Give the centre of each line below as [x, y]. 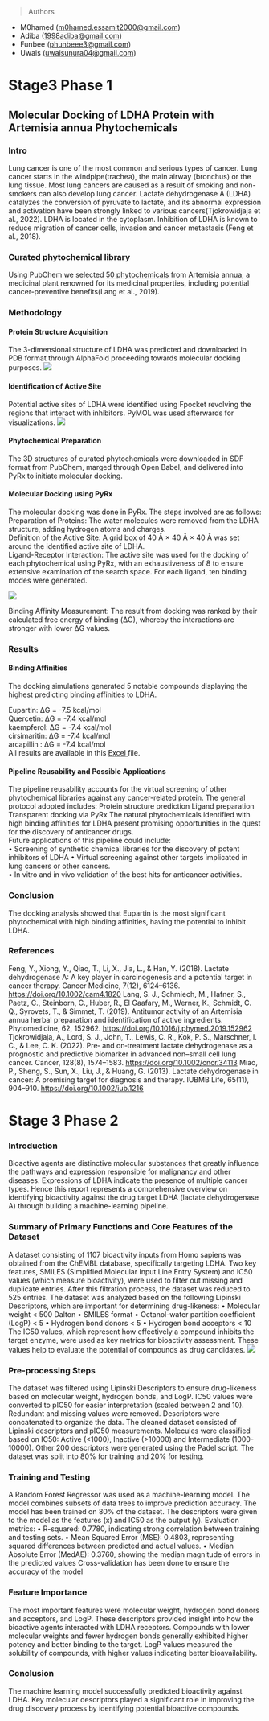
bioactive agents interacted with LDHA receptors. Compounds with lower [129, 1627]
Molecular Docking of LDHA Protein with [111, 115]
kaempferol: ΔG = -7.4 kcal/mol [60, 727]
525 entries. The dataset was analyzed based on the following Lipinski [124, 1297]
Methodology [35, 313]
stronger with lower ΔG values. [59, 628]
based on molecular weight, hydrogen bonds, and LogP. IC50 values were [130, 1396]
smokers [23, 193]
